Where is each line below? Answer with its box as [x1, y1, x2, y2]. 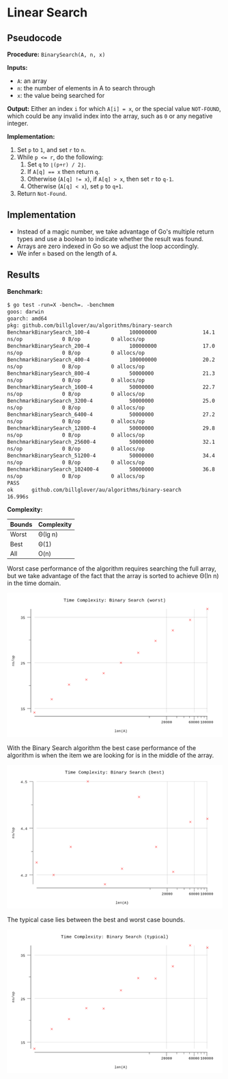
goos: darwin [7, 308, 44, 315]
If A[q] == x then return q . [27, 168, 100, 175]
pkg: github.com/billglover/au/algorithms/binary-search [7, 322, 173, 329]
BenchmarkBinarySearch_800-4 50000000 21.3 [7, 370, 215, 377]
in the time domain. [7, 579, 61, 587]
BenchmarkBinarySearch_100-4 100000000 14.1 [7, 329, 215, 336]
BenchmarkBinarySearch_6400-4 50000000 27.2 [7, 411, 215, 418]
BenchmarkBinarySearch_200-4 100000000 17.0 [7, 343, 215, 349]
